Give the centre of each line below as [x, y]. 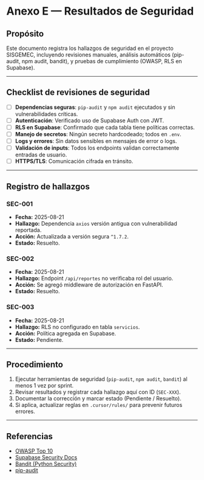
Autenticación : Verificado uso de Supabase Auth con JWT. [90, 120]
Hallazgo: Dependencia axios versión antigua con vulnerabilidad [96, 223]
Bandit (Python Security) [46, 464]
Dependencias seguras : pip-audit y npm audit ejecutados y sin [95, 107]
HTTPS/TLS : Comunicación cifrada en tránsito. [74, 161]
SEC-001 [20, 204]
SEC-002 [20, 259]
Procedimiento [35, 364]
